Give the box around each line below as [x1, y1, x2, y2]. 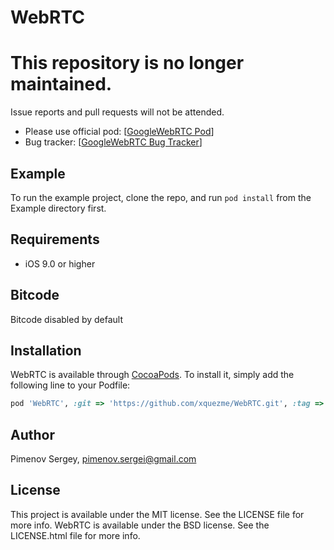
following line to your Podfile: [10, 379, 131, 391]
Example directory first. [10, 202, 107, 214]
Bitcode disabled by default [10, 313, 124, 325]
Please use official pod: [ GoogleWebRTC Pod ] [24, 126, 215, 138]
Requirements [10, 231, 100, 248]
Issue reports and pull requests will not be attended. [10, 106, 225, 118]
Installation [10, 342, 82, 359]
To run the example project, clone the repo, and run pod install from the [10, 191, 312, 203]
